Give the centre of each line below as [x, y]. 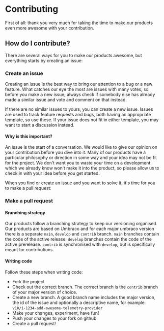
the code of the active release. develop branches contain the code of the [79, 239]
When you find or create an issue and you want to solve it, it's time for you [80, 183]
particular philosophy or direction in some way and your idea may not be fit [81, 158]
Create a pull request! [34, 323]
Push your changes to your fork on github [54, 318]
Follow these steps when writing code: [44, 272]
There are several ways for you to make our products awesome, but [74, 55]
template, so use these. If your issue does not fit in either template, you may [82, 120]
